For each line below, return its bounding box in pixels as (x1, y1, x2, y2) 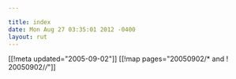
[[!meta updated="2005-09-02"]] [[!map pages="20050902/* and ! (8, 54, 229, 63)
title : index (8, 18, 51, 26)
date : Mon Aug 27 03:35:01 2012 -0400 (8, 25, 136, 34)
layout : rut (8, 33, 47, 41)
